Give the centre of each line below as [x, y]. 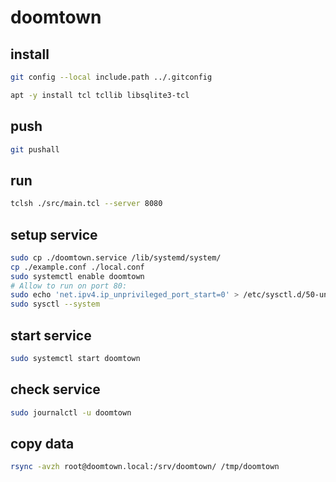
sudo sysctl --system [55, 304]
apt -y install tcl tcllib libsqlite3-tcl [100, 95]
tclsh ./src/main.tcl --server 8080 [86, 204]
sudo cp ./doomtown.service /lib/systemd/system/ [116, 257]
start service [51, 335]
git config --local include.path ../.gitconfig [111, 77]
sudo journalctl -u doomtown [71, 412]
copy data [42, 443]
